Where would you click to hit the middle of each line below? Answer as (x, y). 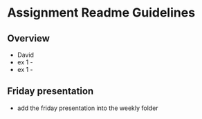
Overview (29, 38)
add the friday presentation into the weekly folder (88, 108)
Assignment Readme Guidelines (101, 13)
